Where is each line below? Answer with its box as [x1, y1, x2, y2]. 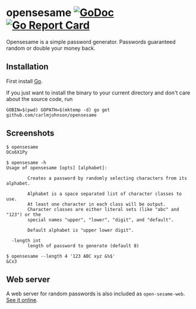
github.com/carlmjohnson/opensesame [6, 112, 97, 118]
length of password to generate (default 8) [27, 242, 140, 249]
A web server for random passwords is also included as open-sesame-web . [6, 290, 185, 297]
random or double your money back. [6, 45, 96, 52]
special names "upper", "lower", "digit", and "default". [27, 217, 174, 223]
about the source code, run [6, 95, 73, 102]
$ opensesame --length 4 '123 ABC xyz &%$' [6, 253, 116, 259]
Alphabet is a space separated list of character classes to [27, 191, 182, 197]
